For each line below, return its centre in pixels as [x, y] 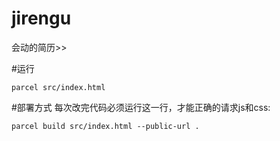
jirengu [41, 18]
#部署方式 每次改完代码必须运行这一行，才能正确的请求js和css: [141, 107]
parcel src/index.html [58, 87]
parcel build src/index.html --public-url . [105, 126]
